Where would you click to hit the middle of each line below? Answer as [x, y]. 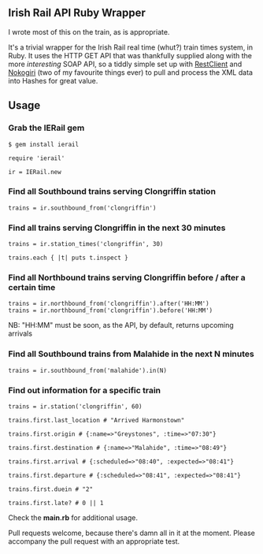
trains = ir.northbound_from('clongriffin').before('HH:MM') [111, 310]
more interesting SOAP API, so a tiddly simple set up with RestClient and [125, 64]
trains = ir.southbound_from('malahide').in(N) [88, 370]
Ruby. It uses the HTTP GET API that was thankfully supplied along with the [130, 55]
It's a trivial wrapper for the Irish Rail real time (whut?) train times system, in [131, 47]
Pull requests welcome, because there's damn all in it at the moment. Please [132, 533]
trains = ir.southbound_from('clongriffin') [82, 208]
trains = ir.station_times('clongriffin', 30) [86, 244]
